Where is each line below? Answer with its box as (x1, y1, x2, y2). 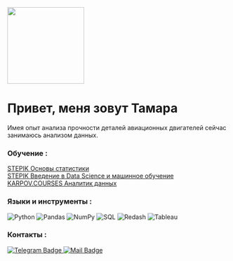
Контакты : (7, 230, 47, 240)
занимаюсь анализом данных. (7, 131, 98, 139)
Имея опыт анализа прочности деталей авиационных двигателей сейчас (7, 123, 227, 132)
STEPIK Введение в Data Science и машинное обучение (7, 171, 174, 181)
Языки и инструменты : (7, 197, 93, 206)
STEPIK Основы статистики (7, 164, 90, 173)
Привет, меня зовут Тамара (7, 101, 178, 116)
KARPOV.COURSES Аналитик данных (7, 179, 117, 188)
